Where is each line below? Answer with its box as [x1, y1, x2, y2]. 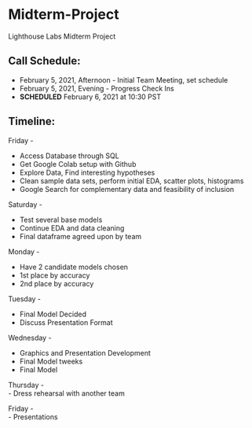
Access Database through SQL [19, 151, 119, 160]
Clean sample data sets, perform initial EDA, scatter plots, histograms [19, 175, 244, 186]
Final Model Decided [19, 309, 86, 319]
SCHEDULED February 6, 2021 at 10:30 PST [19, 92, 162, 101]
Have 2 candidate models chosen [19, 262, 128, 271]
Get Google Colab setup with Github [19, 159, 137, 168]
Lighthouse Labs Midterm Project [8, 31, 116, 41]
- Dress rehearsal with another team [8, 388, 126, 398]
